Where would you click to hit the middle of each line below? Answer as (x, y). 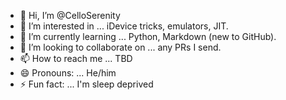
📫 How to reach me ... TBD (76, 58)
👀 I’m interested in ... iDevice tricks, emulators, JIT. (124, 26)
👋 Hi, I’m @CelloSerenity (70, 15)
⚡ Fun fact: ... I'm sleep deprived (86, 84)
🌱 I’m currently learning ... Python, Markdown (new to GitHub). (148, 36)
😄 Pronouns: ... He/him (68, 73)
